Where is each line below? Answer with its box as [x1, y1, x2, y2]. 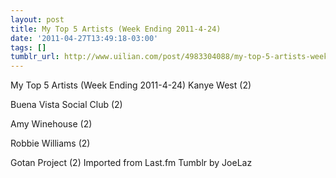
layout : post [10, 14, 65, 25]
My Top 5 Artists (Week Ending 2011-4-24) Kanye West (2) [10, 79, 252, 91]
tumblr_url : [10, 52, 60, 62]
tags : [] [10, 42, 47, 53]
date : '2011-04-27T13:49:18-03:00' [10, 33, 159, 43]
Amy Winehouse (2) [10, 118, 93, 130]
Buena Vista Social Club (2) [10, 99, 123, 111]
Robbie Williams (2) [10, 137, 91, 150]
